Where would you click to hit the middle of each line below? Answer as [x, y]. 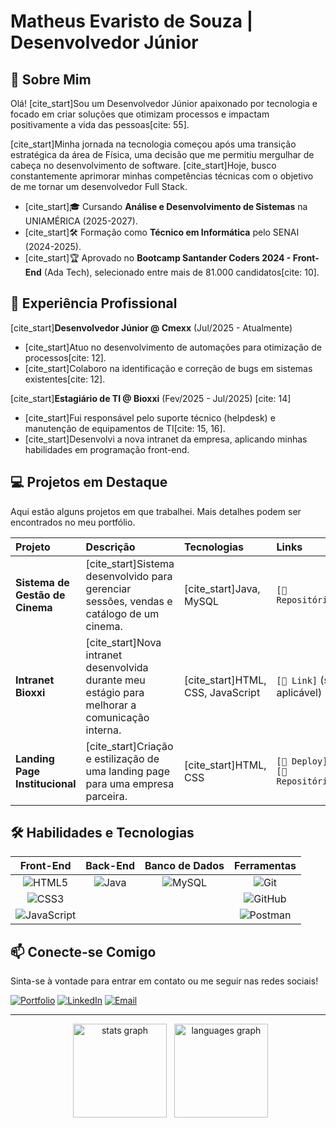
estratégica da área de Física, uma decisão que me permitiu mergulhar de [162, 154]
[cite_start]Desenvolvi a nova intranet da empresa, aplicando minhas [166, 439]
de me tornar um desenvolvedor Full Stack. [99, 186]
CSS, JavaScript [222, 692]
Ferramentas [265, 866]
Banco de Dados [184, 866]
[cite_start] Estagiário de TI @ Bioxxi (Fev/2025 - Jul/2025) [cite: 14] [151, 398]
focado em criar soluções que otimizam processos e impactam [140, 114]
